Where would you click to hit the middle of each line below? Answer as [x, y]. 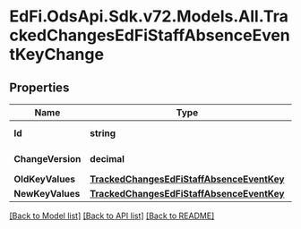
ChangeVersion [47, 159]
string [103, 133]
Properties [39, 87]
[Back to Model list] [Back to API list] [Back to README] [112, 216]
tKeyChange [57, 55]
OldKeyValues [45, 179]
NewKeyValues [47, 194]
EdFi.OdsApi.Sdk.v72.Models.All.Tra [149, 17]
